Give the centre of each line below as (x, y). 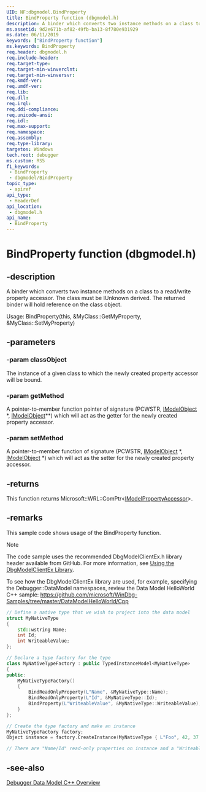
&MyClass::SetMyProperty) (41, 323)
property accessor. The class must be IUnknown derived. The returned (96, 298)
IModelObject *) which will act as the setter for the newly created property (100, 458)
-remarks (25, 518)
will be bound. (24, 379)
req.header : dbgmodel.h (37, 52)
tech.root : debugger (33, 155)
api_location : (25, 207)
